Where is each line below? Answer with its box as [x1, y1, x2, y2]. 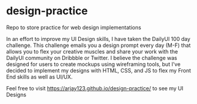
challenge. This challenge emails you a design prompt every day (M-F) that [6, 42, 191, 49]
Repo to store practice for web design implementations [6, 24, 141, 31]
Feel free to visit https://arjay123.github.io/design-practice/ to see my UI [6, 84, 184, 92]
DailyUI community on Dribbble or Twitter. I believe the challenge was [6, 54, 177, 61]
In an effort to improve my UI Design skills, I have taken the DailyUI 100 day [6, 35, 191, 42]
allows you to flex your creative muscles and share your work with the [6, 48, 178, 55]
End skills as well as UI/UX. [6, 73, 73, 80]
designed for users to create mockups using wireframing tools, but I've [6, 61, 181, 68]
